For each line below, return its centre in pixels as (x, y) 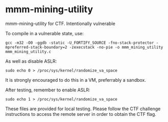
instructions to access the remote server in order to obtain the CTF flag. (81, 114)
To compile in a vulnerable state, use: (45, 33)
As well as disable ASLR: (31, 61)
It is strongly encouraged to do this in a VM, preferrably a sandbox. (76, 80)
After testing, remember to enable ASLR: (48, 90)
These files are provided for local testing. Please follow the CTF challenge (83, 109)
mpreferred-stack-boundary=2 (36, 47)
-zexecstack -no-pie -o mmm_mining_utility (116, 47)
